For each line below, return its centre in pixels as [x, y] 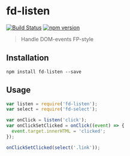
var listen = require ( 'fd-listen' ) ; [52, 104]
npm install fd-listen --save [44, 72]
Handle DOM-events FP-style [57, 39]
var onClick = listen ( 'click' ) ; [46, 120]
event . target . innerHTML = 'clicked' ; [59, 131]
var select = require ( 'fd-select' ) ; [52, 109]
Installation [28, 58]
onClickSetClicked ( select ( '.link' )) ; [53, 148]
